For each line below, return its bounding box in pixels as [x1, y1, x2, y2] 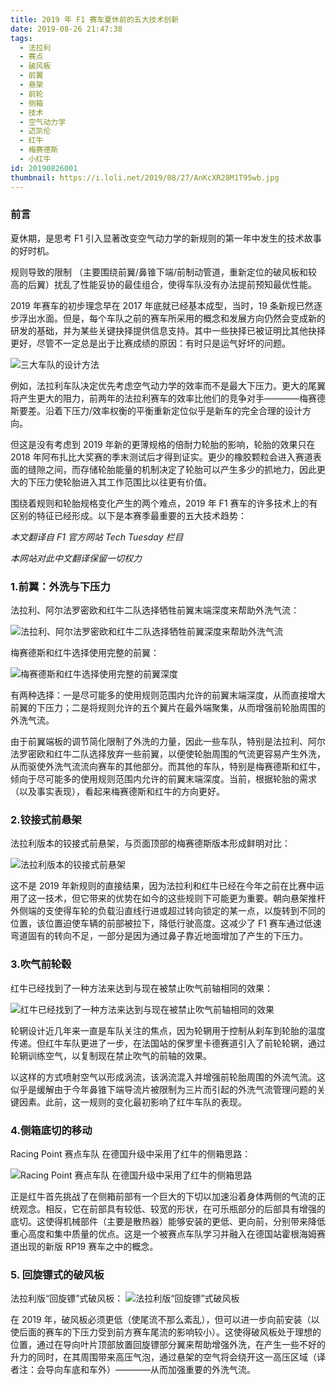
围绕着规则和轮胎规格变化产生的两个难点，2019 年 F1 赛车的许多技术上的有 [10, 497, 318, 509]
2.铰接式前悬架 [10, 813, 82, 827]
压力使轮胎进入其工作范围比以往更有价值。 [36, 476, 212, 488]
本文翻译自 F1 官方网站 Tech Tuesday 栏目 [10, 531, 184, 543]
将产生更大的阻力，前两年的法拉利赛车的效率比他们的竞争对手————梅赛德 [10, 392, 326, 404]
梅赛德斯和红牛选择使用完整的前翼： [10, 647, 160, 659]
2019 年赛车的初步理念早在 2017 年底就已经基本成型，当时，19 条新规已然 [10, 299, 314, 311]
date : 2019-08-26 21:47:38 [10, 24, 123, 34]
